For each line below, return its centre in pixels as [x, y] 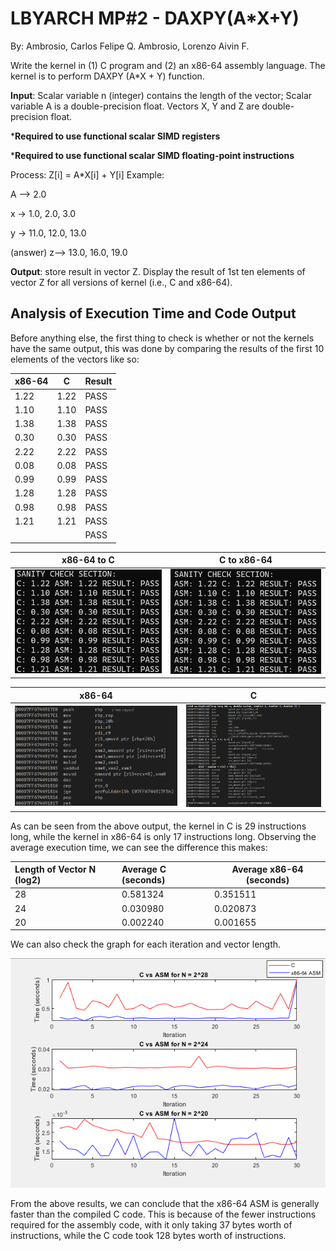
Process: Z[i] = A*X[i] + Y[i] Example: [87, 174]
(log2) [28, 880]
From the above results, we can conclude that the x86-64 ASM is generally [165, 1204]
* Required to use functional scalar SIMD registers [115, 136]
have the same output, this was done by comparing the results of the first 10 [167, 348]
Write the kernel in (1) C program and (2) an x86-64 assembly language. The [168, 65]
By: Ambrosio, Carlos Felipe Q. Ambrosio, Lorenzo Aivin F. [130, 46]
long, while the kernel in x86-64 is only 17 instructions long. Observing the [163, 836]
